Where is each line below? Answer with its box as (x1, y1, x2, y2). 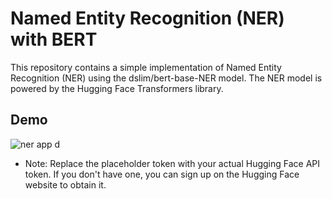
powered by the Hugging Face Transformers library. (10, 82, 224, 94)
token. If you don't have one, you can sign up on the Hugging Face (24, 168, 300, 180)
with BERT (10, 28, 98, 51)
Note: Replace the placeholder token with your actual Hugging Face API (24, 157, 321, 169)
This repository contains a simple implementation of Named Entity (10, 61, 282, 73)
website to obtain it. (24, 178, 107, 191)
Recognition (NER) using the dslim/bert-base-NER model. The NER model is (10, 72, 323, 84)
